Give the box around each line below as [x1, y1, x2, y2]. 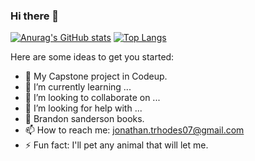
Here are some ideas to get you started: [10, 51, 175, 63]
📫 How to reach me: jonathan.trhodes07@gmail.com [24, 124, 245, 136]
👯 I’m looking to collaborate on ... [24, 92, 161, 104]
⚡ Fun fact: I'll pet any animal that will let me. [24, 139, 209, 151]
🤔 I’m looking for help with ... [24, 102, 143, 114]
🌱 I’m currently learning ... [24, 81, 132, 93]
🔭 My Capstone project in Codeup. [24, 70, 168, 83]
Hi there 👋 [10, 9, 60, 23]
